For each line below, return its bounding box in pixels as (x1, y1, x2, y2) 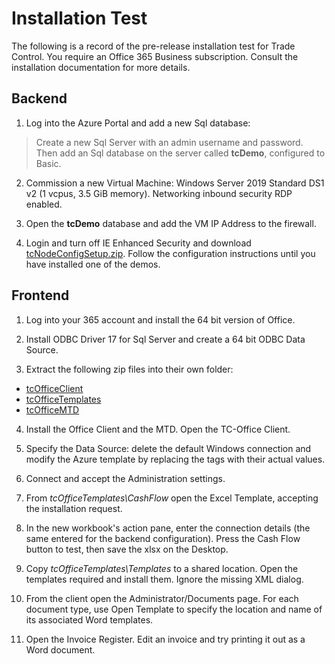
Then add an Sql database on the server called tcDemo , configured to (35, 147, 326, 159)
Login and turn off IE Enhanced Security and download (25, 237, 252, 249)
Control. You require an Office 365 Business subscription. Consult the (11, 50, 299, 62)
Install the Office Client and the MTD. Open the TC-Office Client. (25, 423, 291, 435)
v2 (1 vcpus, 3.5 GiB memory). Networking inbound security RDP (25, 187, 293, 199)
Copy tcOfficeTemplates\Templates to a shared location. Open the (25, 562, 299, 574)
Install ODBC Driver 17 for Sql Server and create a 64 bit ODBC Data (25, 333, 306, 345)
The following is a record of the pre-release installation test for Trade (11, 40, 296, 52)
